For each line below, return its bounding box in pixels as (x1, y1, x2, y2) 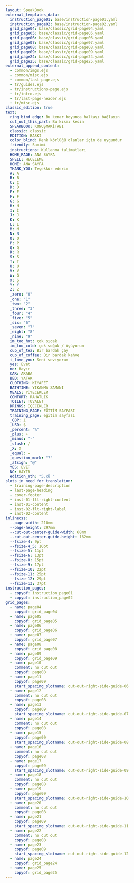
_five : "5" (10, 315, 33, 320)
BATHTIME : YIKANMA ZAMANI (10, 385, 64, 390)
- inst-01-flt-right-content (10, 497, 71, 502)
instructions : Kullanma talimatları (10, 148, 86, 153)
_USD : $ (10, 422, 26, 427)
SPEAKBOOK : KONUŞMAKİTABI (10, 124, 64, 129)
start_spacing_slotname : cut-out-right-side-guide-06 (14, 683, 129, 689)
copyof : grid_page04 (14, 609, 57, 614)
